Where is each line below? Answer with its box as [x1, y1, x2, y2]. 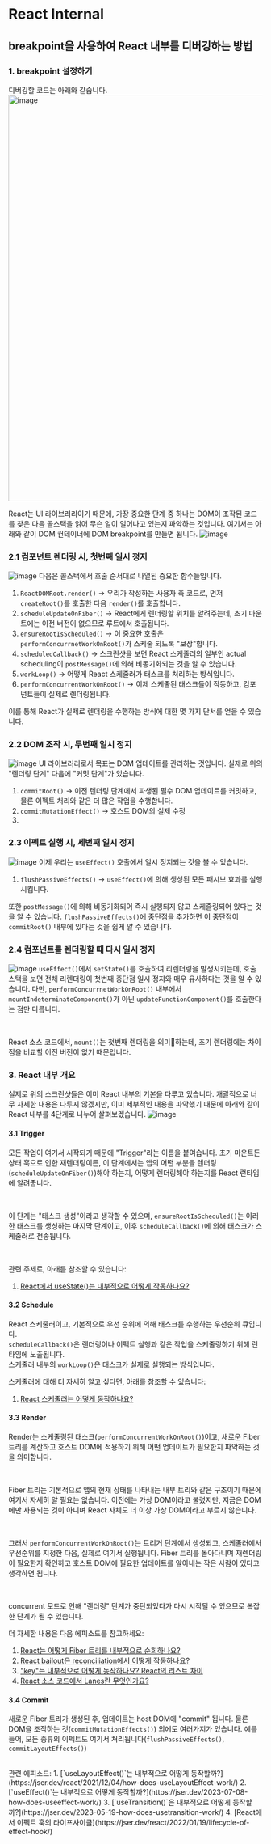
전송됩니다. [35, 1231, 71, 1241]
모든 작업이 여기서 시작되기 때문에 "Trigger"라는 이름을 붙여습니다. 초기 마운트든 [8, 1148, 261, 1157]
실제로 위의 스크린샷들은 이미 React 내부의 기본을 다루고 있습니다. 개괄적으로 [8, 1089, 249, 1099]
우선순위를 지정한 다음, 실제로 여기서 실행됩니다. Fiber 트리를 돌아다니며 [8, 1548, 234, 1558]
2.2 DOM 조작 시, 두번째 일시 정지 [8, 739, 132, 751]
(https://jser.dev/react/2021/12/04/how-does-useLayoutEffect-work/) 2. [8, 1778, 247, 1787]
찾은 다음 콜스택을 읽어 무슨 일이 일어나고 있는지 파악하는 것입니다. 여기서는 [16, 518, 254, 528]
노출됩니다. [29, 1349, 65, 1359]
